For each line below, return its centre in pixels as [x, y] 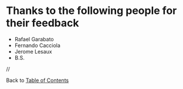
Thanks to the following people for [91, 11]
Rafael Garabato [34, 39]
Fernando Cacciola [37, 45]
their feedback [43, 23]
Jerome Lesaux [33, 51]
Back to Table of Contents [38, 80]
